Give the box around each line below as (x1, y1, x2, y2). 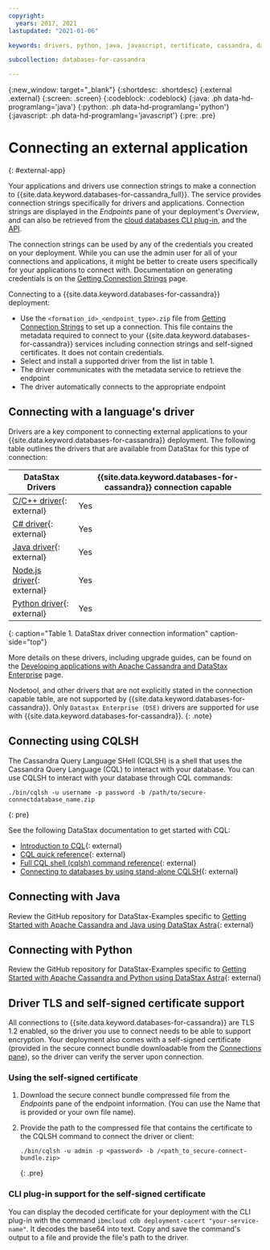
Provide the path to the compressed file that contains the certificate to (19, 1123, 253, 1132)
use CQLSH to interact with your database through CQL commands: (8, 772, 233, 782)
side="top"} (8, 637, 47, 647)
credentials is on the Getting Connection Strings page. (8, 274, 188, 284)
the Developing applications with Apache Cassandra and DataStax (8, 661, 228, 671)
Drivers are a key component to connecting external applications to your (8, 426, 247, 436)
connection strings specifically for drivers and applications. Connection (8, 198, 245, 208)
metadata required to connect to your (19, 331, 145, 341)
